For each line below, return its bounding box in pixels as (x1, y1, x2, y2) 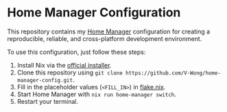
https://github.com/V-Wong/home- (126, 70, 222, 76)
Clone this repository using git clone (16, 68, 123, 76)
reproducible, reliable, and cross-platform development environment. (7, 34, 202, 42)
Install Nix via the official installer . (16, 61, 112, 69)
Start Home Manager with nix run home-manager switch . (16, 90, 177, 98)
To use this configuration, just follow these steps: (7, 48, 146, 56)
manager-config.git (16, 76, 73, 83)
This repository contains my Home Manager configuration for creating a (7, 27, 211, 36)
